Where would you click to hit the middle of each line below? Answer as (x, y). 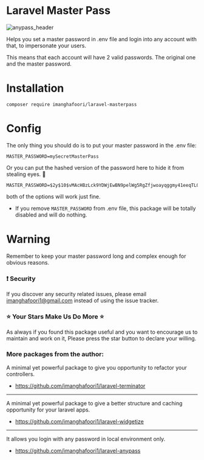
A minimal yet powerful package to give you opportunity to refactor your (97, 367)
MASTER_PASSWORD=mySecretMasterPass (53, 156)
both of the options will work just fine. (54, 196)
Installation (35, 88)
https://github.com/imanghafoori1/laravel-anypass (78, 450)
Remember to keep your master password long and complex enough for (96, 256)
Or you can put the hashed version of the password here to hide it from (95, 167)
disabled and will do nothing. (51, 215)
